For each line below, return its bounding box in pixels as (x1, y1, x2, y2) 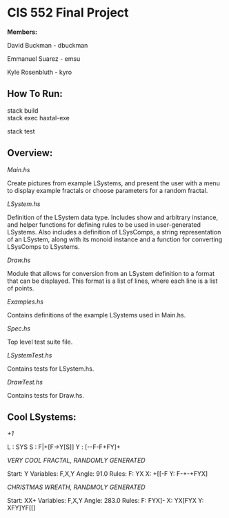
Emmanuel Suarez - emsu (7, 54, 81, 63)
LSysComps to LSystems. (7, 242, 81, 250)
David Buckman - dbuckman (7, 41, 88, 49)
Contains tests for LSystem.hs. (7, 364, 94, 373)
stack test (7, 127, 36, 136)
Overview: (7, 147, 53, 159)
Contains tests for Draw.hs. (7, 391, 84, 399)
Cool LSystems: (7, 411, 77, 423)
